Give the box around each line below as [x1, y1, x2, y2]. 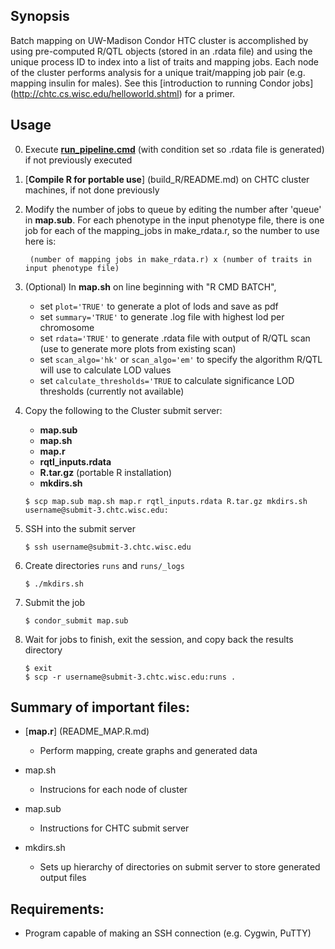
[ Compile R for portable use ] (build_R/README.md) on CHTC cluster [24, 173, 310, 185]
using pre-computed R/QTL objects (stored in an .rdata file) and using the [10, 45, 313, 57]
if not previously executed [24, 154, 133, 166]
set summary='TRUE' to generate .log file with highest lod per [39, 310, 285, 323]
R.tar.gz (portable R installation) [39, 466, 173, 478]
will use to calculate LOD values [39, 364, 172, 376]
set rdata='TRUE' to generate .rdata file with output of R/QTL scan [39, 332, 311, 344]
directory [24, 644, 63, 656]
